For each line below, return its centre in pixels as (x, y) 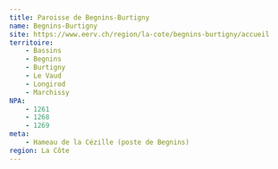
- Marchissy (47, 92)
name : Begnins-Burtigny (54, 26)
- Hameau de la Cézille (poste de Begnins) (108, 142)
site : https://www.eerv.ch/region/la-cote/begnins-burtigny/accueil (139, 34)
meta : (19, 134)
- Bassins (44, 51)
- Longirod (46, 84)
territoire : (31, 42)
